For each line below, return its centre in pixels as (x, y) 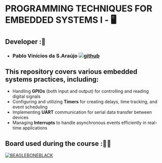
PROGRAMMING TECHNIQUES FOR (79, 9)
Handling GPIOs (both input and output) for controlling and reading (81, 91)
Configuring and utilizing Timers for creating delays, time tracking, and (85, 102)
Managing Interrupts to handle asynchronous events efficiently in (80, 123)
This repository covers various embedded (71, 71)
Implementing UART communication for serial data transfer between (82, 112)
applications (35, 128)
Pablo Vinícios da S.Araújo (45, 56)
